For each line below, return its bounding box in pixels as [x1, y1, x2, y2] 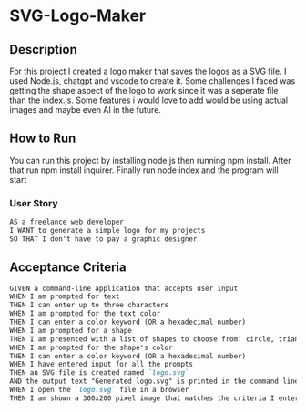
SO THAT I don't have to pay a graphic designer [9, 234, 198, 244]
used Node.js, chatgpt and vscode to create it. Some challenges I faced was [9, 75, 296, 86]
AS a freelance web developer [9, 217, 125, 227]
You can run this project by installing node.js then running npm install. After [9, 155, 291, 166]
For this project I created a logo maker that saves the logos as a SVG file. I [9, 65, 287, 76]
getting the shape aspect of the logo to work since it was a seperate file [9, 85, 280, 95]
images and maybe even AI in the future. [9, 105, 162, 115]
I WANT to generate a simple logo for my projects [9, 226, 206, 235]
